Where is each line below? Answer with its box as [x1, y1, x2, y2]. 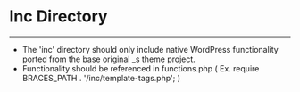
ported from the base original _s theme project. [21, 54, 196, 64]
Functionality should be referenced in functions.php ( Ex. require [21, 63, 260, 73]
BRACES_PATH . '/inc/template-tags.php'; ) [21, 72, 181, 83]
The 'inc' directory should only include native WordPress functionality [21, 44, 279, 54]
